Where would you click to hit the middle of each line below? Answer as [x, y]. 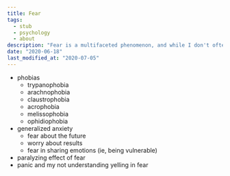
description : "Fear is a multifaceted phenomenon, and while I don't [108, 45]
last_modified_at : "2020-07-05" [53, 58]
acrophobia [43, 106]
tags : [15, 20]
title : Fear [24, 13]
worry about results [55, 143]
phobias [28, 77]
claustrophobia [48, 99]
